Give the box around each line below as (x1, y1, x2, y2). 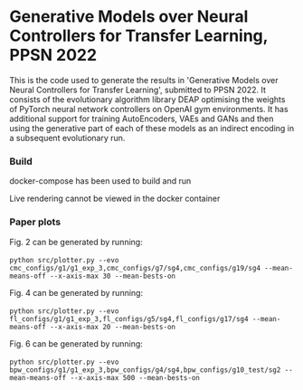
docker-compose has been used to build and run (9, 176, 192, 186)
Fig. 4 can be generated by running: (9, 287, 143, 298)
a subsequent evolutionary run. (9, 132, 126, 143)
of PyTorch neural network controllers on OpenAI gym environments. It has (9, 103, 289, 114)
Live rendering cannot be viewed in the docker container (9, 193, 221, 205)
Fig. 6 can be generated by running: (9, 338, 143, 349)
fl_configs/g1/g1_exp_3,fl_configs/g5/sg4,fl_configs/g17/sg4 (9, 314, 249, 323)
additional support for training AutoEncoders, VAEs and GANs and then (9, 113, 274, 124)
